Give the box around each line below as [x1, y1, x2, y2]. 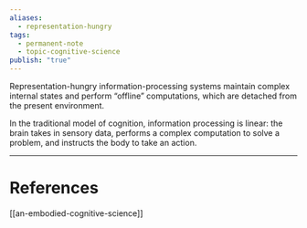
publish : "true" [9, 56, 71, 65]
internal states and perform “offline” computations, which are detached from [9, 90, 298, 101]
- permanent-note [17, 38, 84, 48]
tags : [9, 30, 30, 39]
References [9, 178, 99, 199]
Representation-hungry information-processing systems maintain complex [9, 81, 291, 91]
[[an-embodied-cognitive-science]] [9, 207, 143, 219]
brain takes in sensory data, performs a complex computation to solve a [9, 128, 281, 138]
